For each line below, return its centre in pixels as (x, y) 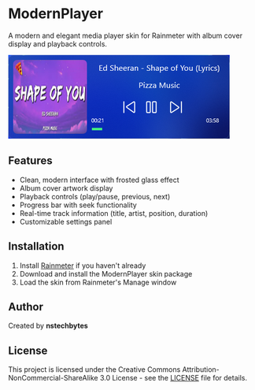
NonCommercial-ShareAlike (53, 378)
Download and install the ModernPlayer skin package (106, 273)
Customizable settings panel (66, 221)
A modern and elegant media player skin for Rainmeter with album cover (125, 35)
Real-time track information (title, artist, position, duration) (114, 213)
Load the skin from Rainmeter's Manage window (98, 282)
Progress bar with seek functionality (78, 205)
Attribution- (201, 370)
